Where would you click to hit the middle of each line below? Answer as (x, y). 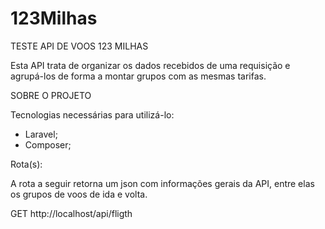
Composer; (48, 144)
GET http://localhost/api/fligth (71, 213)
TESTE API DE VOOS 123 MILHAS (79, 46)
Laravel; (41, 134)
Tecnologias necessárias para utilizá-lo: (92, 114)
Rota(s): (26, 164)
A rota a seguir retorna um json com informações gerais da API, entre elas (162, 183)
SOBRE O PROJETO (51, 95)
